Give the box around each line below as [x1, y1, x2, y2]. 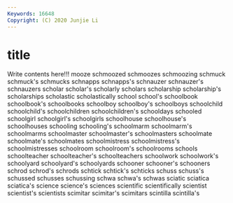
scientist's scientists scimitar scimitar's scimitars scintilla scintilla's [7, 189, 200, 197]
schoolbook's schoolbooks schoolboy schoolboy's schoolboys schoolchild [7, 99, 223, 108]
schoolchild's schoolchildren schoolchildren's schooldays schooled [7, 107, 202, 115]
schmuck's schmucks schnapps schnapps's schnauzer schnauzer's [7, 78, 204, 86]
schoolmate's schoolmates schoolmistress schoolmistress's [7, 137, 181, 146]
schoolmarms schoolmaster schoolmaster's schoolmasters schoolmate [7, 129, 213, 138]
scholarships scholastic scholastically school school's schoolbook [7, 92, 198, 101]
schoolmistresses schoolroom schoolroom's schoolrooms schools [7, 144, 198, 153]
